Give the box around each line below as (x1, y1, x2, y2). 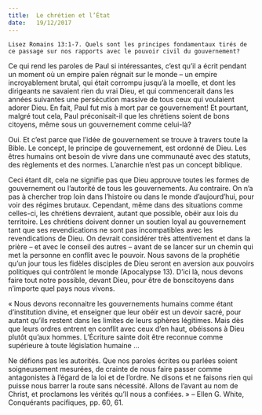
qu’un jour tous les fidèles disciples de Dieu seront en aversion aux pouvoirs (8, 259, 255, 268)
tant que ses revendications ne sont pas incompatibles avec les (8, 225, 213, 234)
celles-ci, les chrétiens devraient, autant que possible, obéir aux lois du (8, 208, 238, 218)
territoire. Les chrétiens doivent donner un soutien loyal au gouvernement (8, 217, 246, 226)
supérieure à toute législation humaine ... (8, 340, 140, 350)
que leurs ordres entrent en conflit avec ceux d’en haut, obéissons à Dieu (8, 324, 245, 333)
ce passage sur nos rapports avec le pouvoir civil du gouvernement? (8, 47, 241, 55)
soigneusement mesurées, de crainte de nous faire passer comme (8, 364, 223, 373)
